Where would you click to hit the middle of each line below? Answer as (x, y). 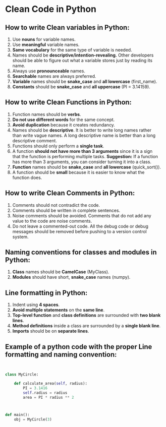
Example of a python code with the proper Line (79, 346)
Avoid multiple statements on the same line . (58, 310)
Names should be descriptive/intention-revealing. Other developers (83, 55)
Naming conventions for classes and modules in (81, 252)
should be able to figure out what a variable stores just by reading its (82, 60)
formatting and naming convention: (61, 354)
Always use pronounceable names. (49, 71)
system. (20, 237)
